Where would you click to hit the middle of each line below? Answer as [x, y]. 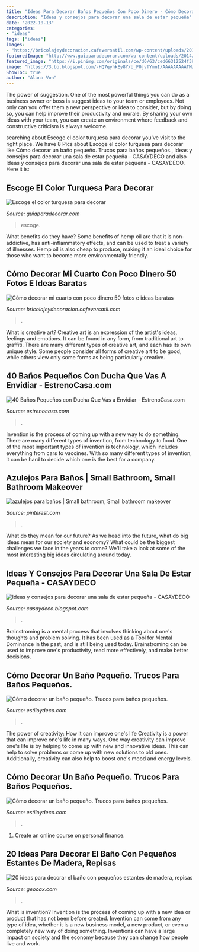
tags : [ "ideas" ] [26, 39]
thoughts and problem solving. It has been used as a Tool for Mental [89, 638]
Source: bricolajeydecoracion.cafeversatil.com [63, 309]
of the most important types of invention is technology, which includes [92, 447]
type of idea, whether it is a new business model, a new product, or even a [97, 924]
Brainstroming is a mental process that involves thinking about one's [89, 632]
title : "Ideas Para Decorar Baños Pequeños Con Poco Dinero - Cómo [91, 12]
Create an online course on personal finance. [70, 835]
